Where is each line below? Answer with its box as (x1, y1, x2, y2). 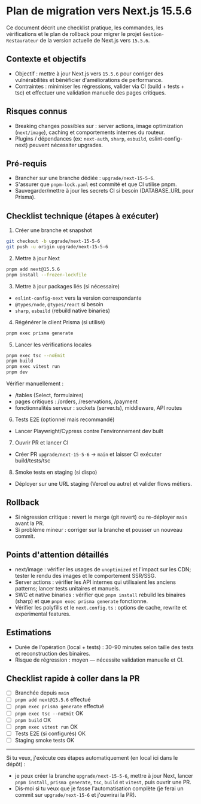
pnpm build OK (14, 716, 51, 723)
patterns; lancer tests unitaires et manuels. (14, 584, 121, 592)
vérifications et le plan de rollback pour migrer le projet (6, 30, 142, 37)
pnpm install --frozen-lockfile (6, 272, 87, 278)
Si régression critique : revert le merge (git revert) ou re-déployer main (14, 513, 187, 520)
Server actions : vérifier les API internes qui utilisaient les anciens (14, 578, 176, 586)
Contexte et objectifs (6, 54, 87, 64)
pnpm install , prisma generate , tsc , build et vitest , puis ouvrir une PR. (14, 778, 191, 785)
